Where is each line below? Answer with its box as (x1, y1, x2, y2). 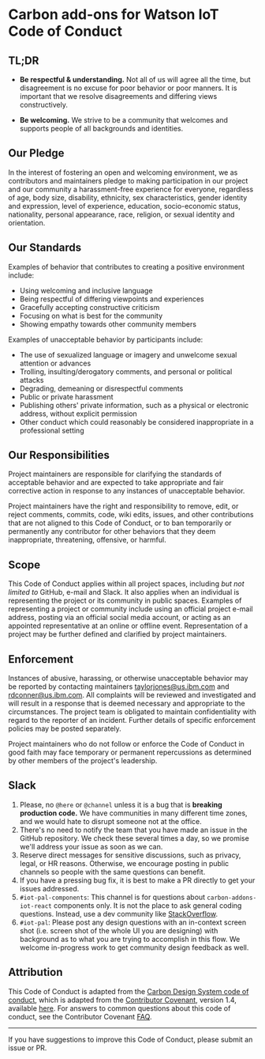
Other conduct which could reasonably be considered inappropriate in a (19, 417, 254, 426)
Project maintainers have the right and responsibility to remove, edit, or (8, 501, 239, 511)
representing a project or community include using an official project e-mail (8, 604, 254, 614)
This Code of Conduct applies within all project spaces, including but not (8, 579, 244, 588)
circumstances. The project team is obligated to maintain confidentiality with (8, 707, 256, 717)
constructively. (19, 100, 69, 109)
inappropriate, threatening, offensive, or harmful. (8, 535, 167, 545)
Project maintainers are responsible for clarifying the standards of (8, 469, 222, 479)
